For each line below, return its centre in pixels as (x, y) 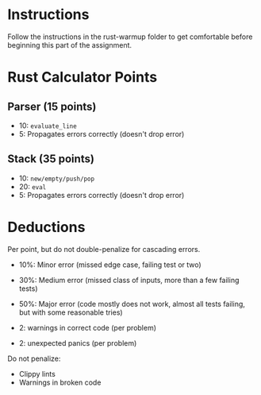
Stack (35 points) (51, 159)
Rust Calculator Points (83, 77)
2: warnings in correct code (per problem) (87, 327)
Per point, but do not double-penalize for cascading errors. (104, 249)
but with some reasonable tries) (71, 312)
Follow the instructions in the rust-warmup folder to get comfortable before (130, 37)
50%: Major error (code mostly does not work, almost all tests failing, (132, 304)
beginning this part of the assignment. (70, 45)
